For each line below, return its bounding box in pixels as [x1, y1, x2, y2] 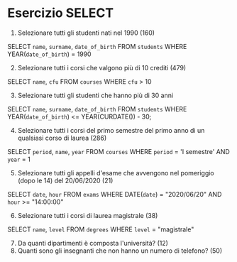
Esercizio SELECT [7, 5, 114, 21]
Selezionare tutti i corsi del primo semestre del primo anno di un [17, 126, 205, 134]
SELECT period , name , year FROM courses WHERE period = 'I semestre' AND [7, 147, 231, 155]
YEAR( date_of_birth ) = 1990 [7, 50, 92, 58]
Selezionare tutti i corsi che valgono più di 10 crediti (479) [17, 63, 187, 72]
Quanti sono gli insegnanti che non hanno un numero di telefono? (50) [17, 246, 223, 255]
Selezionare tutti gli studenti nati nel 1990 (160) [17, 28, 155, 37]
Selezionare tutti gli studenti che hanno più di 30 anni [17, 91, 174, 99]
